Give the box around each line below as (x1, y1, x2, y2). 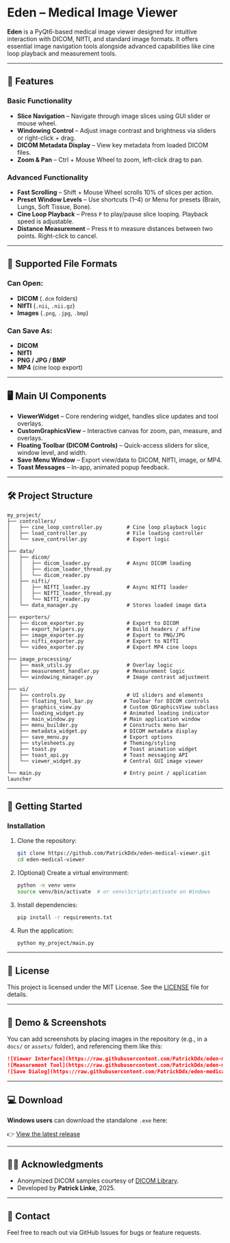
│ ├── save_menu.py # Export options (7, 733, 173, 741)
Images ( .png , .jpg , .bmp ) (16, 308, 89, 317)
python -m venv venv (16, 882, 76, 889)
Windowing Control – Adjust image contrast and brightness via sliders (16, 126, 216, 134)
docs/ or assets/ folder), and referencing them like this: (7, 1042, 163, 1050)
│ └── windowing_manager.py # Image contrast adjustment (7, 674, 210, 680)
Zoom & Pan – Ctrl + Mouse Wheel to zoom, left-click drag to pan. (16, 156, 203, 164)
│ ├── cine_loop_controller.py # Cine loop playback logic (7, 524, 207, 530)
